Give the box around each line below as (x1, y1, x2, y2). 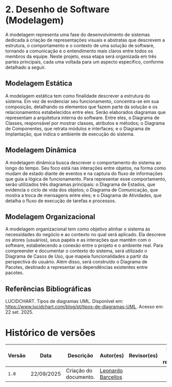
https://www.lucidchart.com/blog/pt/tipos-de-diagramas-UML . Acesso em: (5, 304, 164, 310)
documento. (66, 374, 95, 381)
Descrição (67, 352, 94, 359)
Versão (8, 352, 26, 359)
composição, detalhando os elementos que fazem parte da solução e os (5, 104, 158, 110)
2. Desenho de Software (5, 4, 110, 15)
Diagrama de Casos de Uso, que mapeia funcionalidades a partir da (5, 253, 148, 260)
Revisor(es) (128, 352, 158, 359)
